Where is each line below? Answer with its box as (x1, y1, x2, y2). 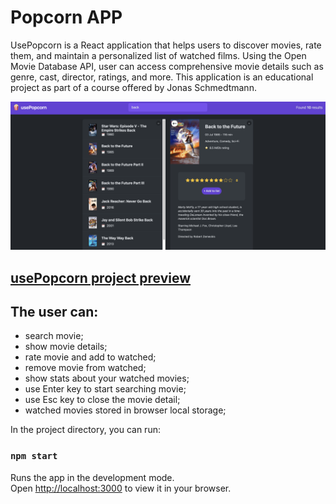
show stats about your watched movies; (24, 372, 190, 385)
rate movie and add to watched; (24, 351, 157, 363)
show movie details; (24, 341, 108, 353)
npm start (10, 451, 58, 462)
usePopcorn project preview (10, 269, 192, 286)
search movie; (24, 330, 84, 342)
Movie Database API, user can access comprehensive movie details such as (10, 60, 324, 72)
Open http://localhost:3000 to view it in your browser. (10, 482, 232, 494)
